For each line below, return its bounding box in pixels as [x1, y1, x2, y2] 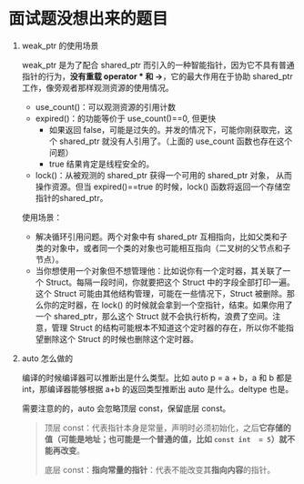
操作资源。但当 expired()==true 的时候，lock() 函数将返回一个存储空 [35, 181, 291, 192]
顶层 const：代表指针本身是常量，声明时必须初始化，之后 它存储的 [44, 422, 292, 433]
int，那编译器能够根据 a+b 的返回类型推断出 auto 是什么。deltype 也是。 [21, 383, 294, 394]
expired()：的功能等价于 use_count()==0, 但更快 [35, 113, 216, 124]
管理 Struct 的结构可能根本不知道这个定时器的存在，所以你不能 [51, 322, 287, 333]
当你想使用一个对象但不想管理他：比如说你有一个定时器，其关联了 [35, 265, 283, 276]
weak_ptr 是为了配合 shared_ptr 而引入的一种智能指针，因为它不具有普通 [21, 59, 295, 70]
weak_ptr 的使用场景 [21, 40, 99, 51]
